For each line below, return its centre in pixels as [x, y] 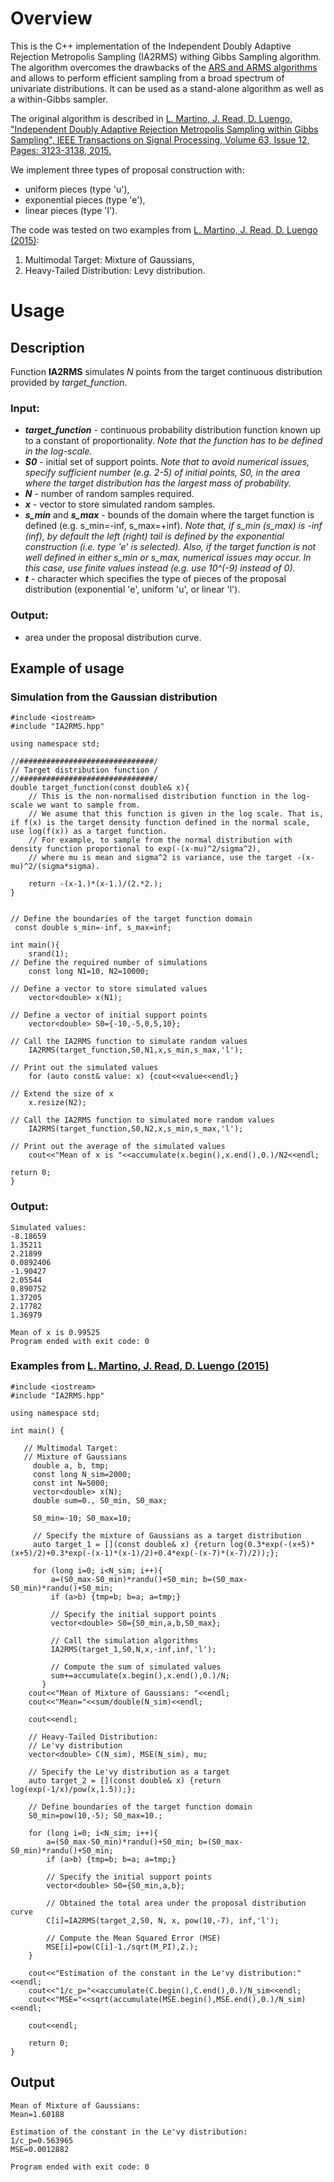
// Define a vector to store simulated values [109, 989]
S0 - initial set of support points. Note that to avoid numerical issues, [167, 462]
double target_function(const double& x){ [100, 788]
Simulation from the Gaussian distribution [114, 697]
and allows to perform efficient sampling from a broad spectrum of [147, 78]
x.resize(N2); [57, 1103]
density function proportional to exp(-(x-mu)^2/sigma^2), [136, 849]
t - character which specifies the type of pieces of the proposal [155, 579]
